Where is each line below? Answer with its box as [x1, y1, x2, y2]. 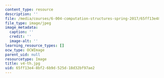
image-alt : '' [9, 39, 38, 44]
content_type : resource [5, 7, 54, 12]
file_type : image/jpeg [5, 20, 51, 26]
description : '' [5, 12, 38, 16]
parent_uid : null [5, 52, 41, 57]
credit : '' [9, 34, 32, 39]
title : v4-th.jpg [5, 61, 41, 66]
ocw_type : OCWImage [5, 47, 45, 52]
